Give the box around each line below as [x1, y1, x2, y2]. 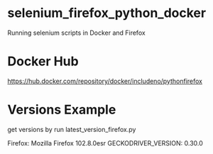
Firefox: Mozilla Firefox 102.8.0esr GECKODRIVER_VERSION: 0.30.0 [7, 138, 204, 147]
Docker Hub [7, 53, 80, 70]
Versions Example [7, 101, 116, 118]
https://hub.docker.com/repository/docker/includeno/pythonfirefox [7, 77, 202, 85]
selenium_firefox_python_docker [7, 5, 207, 21]
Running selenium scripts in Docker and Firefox [7, 28, 146, 37]
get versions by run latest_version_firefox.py [7, 125, 136, 133]
